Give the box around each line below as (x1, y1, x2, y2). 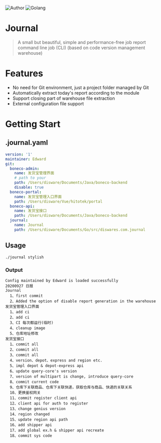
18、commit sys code (10, 433, 52, 438)
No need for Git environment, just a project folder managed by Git (12, 84, 149, 91)
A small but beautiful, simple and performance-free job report (17, 39, 146, 45)
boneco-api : (10, 204, 35, 209)
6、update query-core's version (10, 369, 77, 374)
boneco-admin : (10, 166, 39, 171)
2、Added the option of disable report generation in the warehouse (10, 299, 156, 304)
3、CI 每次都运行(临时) (10, 320, 54, 325)
